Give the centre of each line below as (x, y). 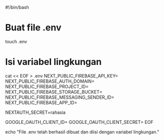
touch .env (16, 41)
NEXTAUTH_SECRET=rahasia (36, 112)
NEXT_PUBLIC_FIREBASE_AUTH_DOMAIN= (50, 81)
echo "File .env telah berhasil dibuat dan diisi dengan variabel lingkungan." (82, 132)
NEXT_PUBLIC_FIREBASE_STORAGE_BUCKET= (54, 92)
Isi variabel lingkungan (53, 62)
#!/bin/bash (17, 7)
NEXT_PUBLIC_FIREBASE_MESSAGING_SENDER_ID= (60, 97)
